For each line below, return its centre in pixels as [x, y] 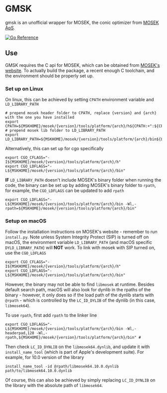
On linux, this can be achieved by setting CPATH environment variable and [80, 100]
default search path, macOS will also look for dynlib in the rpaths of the [78, 290]
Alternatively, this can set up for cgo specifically [54, 149]
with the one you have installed [40, 118]
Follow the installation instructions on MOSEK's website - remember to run [81, 232]
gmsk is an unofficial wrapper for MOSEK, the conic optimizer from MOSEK [82, 22]
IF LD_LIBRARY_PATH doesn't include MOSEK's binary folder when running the [83, 180]
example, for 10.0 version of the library [45, 358]
